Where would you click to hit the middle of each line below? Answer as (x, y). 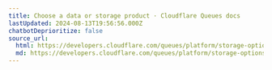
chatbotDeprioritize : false (56, 31)
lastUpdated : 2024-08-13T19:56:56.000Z (76, 23)
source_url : (28, 38)
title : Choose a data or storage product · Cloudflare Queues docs (125, 16)
